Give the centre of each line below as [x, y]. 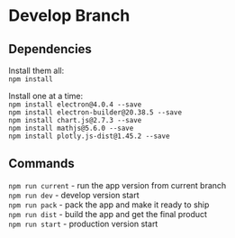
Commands [42, 164]
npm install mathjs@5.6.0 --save [71, 128]
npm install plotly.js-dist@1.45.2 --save [89, 136]
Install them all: [36, 70]
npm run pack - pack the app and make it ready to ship [109, 205]
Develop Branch [69, 16]
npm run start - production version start [83, 224]
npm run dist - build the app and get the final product [108, 214]
